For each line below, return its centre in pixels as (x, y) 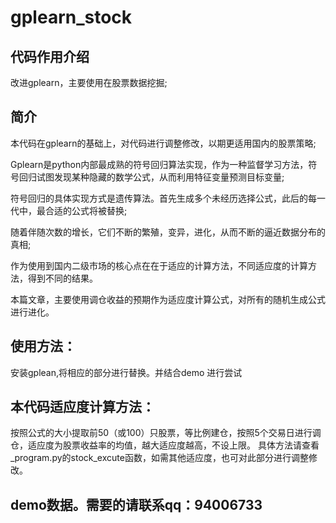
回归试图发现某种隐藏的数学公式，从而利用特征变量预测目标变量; (151, 177)
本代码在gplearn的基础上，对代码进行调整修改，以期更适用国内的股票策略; (163, 143)
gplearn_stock (71, 17)
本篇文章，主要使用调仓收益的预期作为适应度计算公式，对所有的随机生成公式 (168, 299)
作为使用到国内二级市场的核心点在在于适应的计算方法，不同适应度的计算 (159, 265)
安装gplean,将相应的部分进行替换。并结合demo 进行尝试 (126, 372)
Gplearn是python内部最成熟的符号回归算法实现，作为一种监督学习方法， (159, 164)
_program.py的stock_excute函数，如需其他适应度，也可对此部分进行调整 (159, 458)
